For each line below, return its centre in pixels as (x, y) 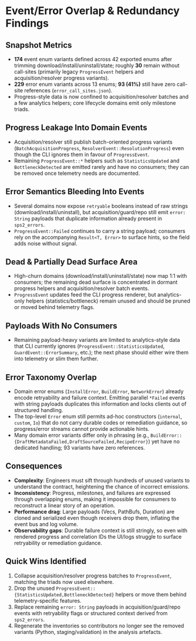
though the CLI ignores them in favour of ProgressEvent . (82, 154)
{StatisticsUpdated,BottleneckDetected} (64, 595)
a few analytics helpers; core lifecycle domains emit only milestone (95, 103)
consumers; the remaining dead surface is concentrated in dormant (96, 282)
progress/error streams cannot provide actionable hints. (82, 429)
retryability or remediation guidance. (58, 543)
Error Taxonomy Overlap (51, 377)
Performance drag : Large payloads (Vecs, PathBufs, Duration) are (94, 512)
